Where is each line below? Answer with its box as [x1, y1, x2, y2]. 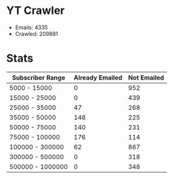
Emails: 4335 [15, 24, 49, 31]
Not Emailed [128, 73, 165, 82]
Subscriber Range [12, 73, 66, 82]
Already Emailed [73, 73, 123, 82]
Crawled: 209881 [15, 30, 58, 37]
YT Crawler [6, 4, 65, 18]
